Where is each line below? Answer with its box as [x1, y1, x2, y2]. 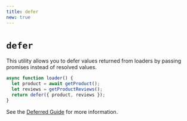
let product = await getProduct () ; [11, 81, 100, 87]
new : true [6, 14, 31, 20]
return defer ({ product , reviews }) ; [11, 92, 106, 98]
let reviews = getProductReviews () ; [11, 86, 103, 92]
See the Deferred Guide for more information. [6, 108, 118, 115]
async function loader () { [6, 75, 73, 81]
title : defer [6, 8, 39, 15]
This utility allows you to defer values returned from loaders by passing [6, 57, 182, 64]
